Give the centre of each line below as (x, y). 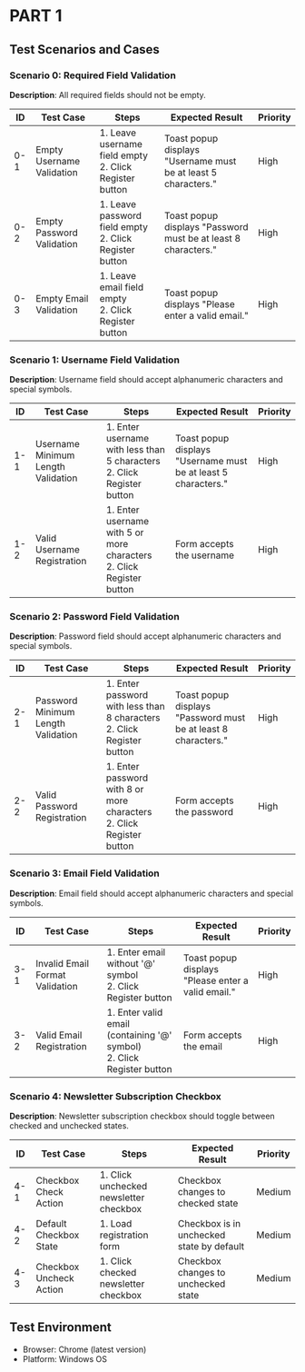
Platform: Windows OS (64, 1358)
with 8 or (125, 790)
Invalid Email (62, 963)
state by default (211, 1247)
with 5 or (125, 532)
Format (51, 975)
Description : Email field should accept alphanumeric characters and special (151, 893)
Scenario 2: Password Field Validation (94, 617)
